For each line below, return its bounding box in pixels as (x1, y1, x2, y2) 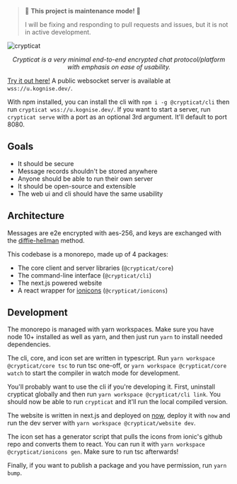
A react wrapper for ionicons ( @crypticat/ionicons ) (17, 286, 168, 295)
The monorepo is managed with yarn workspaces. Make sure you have (7, 325, 214, 334)
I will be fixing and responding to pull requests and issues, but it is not (24, 20, 229, 28)
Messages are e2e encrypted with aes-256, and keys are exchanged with (7, 228, 221, 237)
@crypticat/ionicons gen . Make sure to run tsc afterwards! (7, 447, 179, 456)
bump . (7, 468, 23, 477)
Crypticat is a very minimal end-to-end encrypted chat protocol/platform (12, 55, 226, 64)
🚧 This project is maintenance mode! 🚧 (24, 7, 141, 15)
